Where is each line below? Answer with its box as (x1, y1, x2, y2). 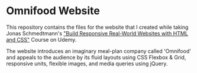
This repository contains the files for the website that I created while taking (6, 24, 189, 31)
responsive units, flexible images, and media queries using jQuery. (6, 60, 168, 67)
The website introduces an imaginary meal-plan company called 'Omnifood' (6, 47, 191, 54)
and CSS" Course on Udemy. (6, 36, 77, 43)
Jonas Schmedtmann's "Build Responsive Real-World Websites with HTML (6, 29, 188, 36)
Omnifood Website (6, 4, 101, 18)
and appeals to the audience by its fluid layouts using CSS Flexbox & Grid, (6, 54, 186, 61)
